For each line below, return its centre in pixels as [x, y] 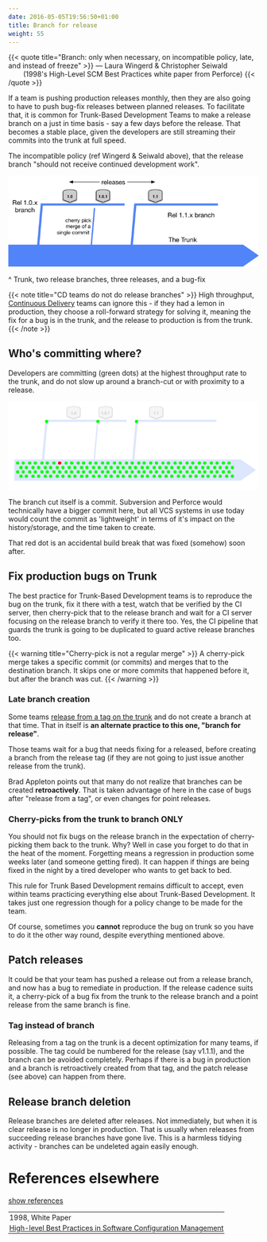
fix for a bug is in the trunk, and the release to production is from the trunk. [130, 320]
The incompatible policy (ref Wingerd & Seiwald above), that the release [126, 156]
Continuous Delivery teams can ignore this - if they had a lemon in [116, 303]
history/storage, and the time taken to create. [82, 527]
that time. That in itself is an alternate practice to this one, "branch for [124, 725]
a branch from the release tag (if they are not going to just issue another [126, 757]
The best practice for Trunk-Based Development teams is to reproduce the [130, 595]
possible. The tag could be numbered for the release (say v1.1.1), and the [126, 1051]
